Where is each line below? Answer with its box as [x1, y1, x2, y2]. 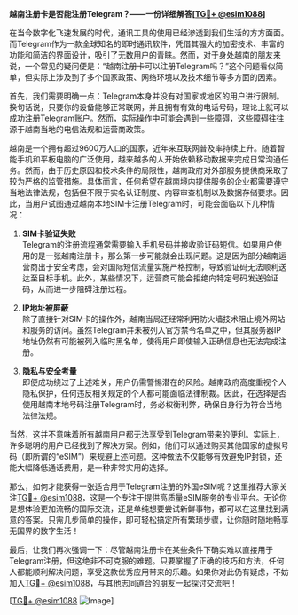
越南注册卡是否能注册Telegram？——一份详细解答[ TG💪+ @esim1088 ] [9, 9, 266, 19]
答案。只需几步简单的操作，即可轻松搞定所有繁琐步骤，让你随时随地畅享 [24, 515, 289, 524]
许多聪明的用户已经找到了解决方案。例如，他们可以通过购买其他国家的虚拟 [9, 440, 281, 451]
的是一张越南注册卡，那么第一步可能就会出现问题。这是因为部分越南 [29, 250, 279, 261]
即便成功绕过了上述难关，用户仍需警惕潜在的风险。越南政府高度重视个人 [21, 377, 286, 387]
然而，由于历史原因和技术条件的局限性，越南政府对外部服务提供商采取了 [24, 165, 289, 176]
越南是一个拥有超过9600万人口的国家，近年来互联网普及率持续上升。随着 [9, 143, 278, 154]
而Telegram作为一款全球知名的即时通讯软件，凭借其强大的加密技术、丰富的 [9, 39, 285, 49]
